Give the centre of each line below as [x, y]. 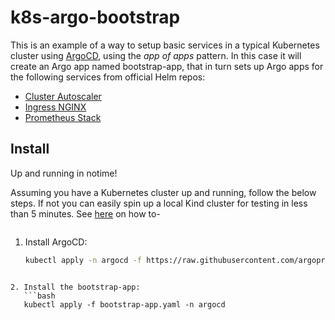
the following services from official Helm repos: [108, 77]
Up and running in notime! [64, 173]
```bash [39, 296]
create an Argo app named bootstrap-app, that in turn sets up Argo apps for [167, 66]
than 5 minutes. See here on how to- [85, 213]
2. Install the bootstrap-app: [75, 287]
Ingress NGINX [55, 107]
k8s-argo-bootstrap [95, 17]
